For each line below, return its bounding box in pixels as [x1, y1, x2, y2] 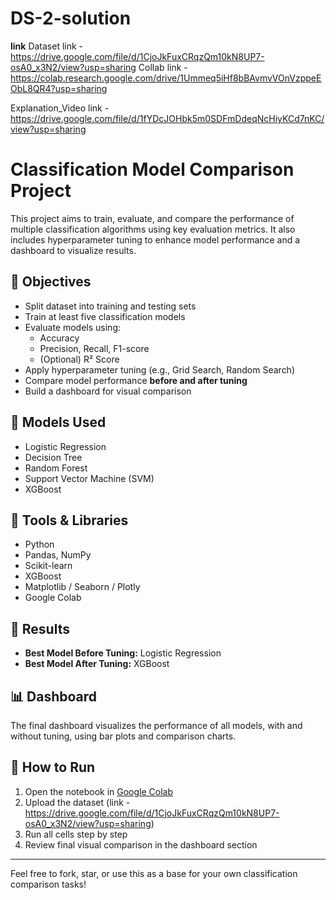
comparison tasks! [10, 878, 87, 890]
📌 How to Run [10, 759, 96, 776]
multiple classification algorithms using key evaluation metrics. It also [10, 223, 296, 235]
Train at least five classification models [24, 310, 186, 322]
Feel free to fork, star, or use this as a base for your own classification [10, 867, 298, 879]
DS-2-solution [10, 7, 132, 30]
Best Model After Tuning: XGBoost [24, 658, 170, 670]
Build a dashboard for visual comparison [24, 385, 192, 397]
